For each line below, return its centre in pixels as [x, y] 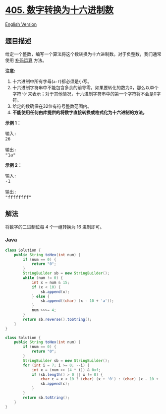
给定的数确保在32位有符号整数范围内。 [52, 106]
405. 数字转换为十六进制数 [59, 10]
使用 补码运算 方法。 [26, 60]
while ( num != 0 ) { [43, 278]
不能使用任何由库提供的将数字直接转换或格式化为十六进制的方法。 [80, 112]
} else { [41, 296]
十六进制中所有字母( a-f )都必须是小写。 [52, 81]
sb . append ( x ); [55, 292]
